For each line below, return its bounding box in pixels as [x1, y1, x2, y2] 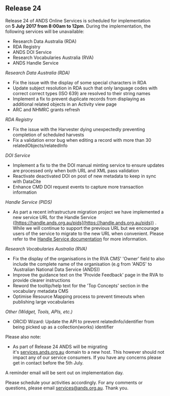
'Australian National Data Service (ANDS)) [12, 266, 100, 272]
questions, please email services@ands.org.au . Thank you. [5, 385, 129, 391]
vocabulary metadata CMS [12, 288, 69, 294]
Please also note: [5, 333, 42, 340]
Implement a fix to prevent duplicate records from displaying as [12, 96, 146, 102]
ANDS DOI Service [12, 49, 52, 55]
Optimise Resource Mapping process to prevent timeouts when [12, 293, 145, 299]
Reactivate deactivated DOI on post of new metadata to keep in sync [12, 173, 156, 179]
